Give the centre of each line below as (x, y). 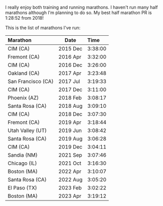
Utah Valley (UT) (27, 130)
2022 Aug (70, 180)
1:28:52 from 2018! (25, 18)
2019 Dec (70, 147)
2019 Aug (70, 139)
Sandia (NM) (23, 155)
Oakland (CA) (24, 73)
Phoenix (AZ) (23, 98)
